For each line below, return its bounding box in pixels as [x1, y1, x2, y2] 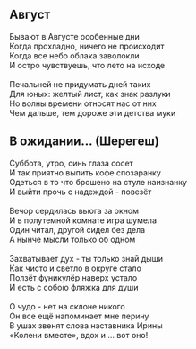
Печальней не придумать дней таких [9, 78, 151, 89]
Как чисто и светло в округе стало [9, 263, 141, 273]
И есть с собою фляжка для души [9, 282, 139, 292]
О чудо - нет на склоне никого [9, 300, 125, 311]
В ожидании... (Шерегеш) [9, 134, 159, 149]
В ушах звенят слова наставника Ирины [9, 319, 163, 331]
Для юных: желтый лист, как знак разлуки [9, 88, 172, 99]
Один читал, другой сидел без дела [9, 224, 146, 235]
